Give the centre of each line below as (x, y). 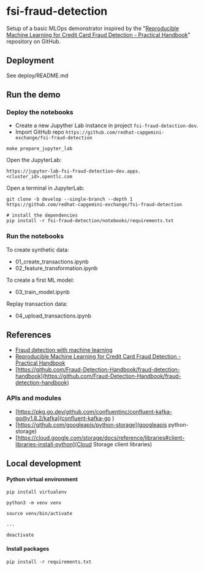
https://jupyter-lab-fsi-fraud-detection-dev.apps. (74, 171)
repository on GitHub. (34, 41)
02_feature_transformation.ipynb (56, 268)
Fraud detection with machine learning (64, 350)
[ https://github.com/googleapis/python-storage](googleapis (91, 424)
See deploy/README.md (37, 76)
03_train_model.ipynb (43, 292)
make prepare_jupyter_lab (39, 149)
